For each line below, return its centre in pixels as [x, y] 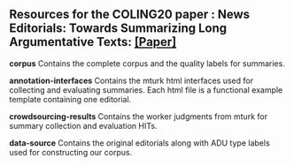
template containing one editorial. [70, 99]
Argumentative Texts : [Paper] [93, 42]
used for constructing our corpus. [71, 152]
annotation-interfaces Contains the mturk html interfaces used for [132, 80]
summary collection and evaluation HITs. [83, 125]
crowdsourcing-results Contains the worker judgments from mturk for [139, 116]
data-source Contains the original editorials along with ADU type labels [139, 143]
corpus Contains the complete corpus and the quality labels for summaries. [147, 63]
